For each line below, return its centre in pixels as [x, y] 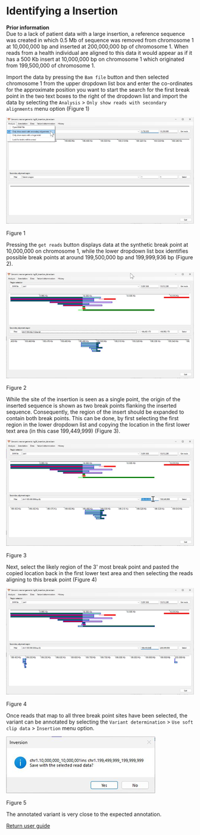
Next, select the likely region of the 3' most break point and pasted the [93, 567]
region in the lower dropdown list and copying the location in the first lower [98, 425]
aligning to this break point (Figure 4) [51, 580]
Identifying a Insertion [62, 11]
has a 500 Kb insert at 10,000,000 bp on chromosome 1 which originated [95, 59]
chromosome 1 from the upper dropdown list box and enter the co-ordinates [99, 83]
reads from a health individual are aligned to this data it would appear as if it [99, 52]
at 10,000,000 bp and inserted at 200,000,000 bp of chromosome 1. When [97, 46]
